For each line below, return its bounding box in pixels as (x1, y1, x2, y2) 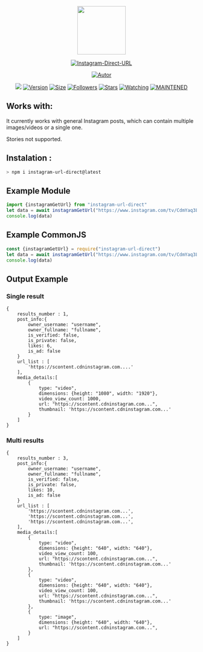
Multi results (6, 436, 44, 444)
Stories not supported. (6, 135, 62, 142)
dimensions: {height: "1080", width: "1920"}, (38, 390, 158, 397)
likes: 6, (28, 343, 53, 349)
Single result (6, 292, 44, 300)
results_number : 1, (17, 311, 69, 317)
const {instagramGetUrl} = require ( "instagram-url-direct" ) (6, 246, 161, 252)
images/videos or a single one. (6, 123, 83, 131)
